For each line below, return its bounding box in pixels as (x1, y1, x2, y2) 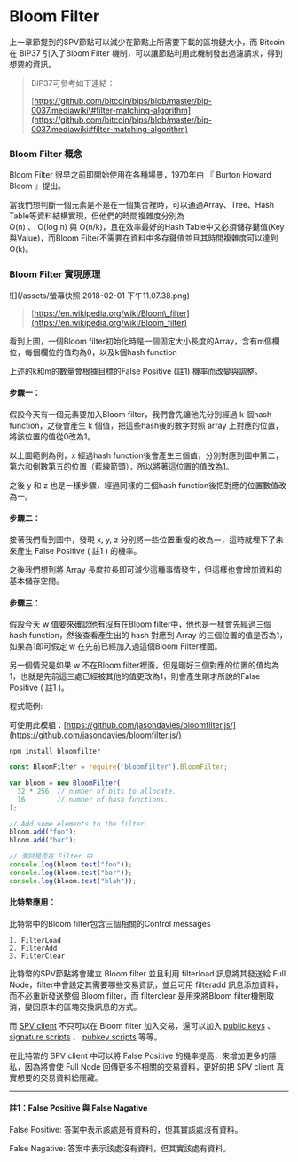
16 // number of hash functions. (17, 794, 169, 804)
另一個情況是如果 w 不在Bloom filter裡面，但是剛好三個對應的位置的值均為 (9, 660, 279, 671)
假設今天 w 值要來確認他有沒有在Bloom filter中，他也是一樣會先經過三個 (9, 619, 272, 629)
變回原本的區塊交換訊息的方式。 (24, 1001, 142, 1012)
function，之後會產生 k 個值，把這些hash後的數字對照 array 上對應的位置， (9, 420, 284, 431)
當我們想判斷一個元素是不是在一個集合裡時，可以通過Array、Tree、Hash (9, 200, 275, 210)
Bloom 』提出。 (9, 180, 67, 192)
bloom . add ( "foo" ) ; (9, 827, 77, 836)
